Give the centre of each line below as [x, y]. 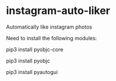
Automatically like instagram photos [49, 27]
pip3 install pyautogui [32, 72]
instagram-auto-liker [58, 11]
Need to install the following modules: [52, 38]
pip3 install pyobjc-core [35, 49]
